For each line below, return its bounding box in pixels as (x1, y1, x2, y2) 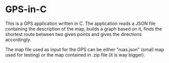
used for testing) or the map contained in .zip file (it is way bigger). (5, 52, 145, 58)
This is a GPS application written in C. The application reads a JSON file (5, 20, 156, 26)
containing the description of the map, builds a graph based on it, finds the (5, 25, 162, 31)
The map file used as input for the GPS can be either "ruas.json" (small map (5, 46, 164, 52)
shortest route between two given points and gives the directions (5, 31, 142, 37)
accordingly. (5, 37, 32, 43)
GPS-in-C (5, 4, 47, 15)
